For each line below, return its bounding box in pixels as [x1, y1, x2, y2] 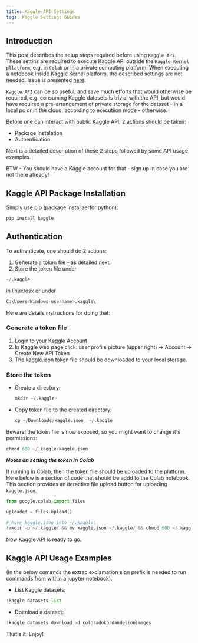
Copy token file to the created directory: [14, 406, 112, 413]
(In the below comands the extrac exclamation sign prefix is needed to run [6, 568, 187, 575]
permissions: [6, 434, 38, 441]
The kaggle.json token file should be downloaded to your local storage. [14, 356, 187, 363]
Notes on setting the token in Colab [6, 456, 94, 463]
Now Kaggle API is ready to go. [6, 536, 82, 543]
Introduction [6, 36, 53, 46]
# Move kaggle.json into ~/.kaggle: [6, 520, 96, 526]
